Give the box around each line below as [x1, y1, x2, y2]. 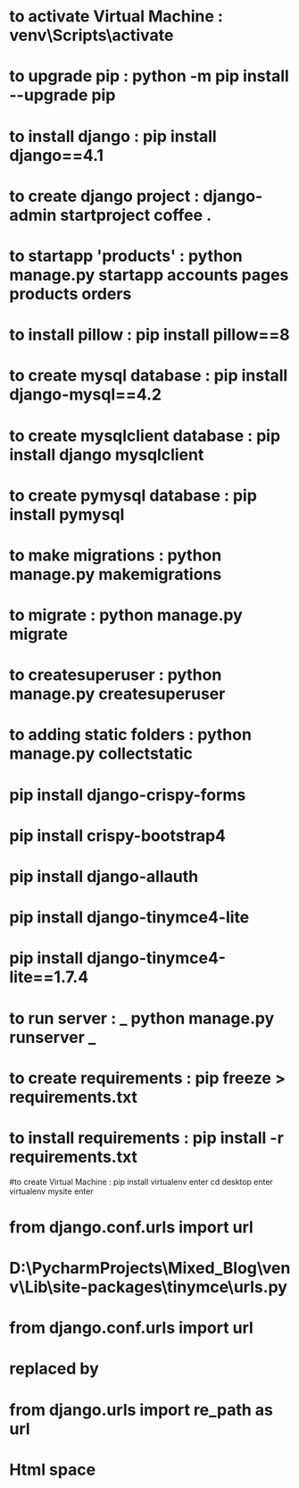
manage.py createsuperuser [9, 684, 226, 704]
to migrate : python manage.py [9, 605, 243, 626]
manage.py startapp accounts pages [9, 265, 289, 285]
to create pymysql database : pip [9, 485, 257, 506]
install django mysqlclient [9, 444, 204, 465]
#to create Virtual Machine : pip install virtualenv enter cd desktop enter [9, 1176, 274, 1187]
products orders [9, 283, 132, 304]
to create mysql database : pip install [9, 366, 288, 386]
